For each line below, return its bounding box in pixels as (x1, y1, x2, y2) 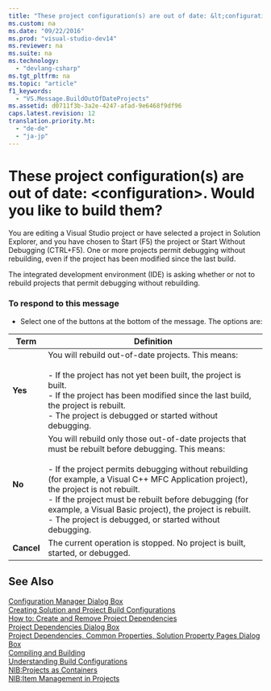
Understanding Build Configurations (8, 656, 127, 666)
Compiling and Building (8, 647, 86, 657)
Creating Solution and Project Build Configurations (8, 605, 176, 614)
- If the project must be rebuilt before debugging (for (48, 494, 248, 505)
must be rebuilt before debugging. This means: (48, 443, 226, 454)
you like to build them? (8, 201, 163, 219)
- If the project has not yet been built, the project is (48, 369, 242, 381)
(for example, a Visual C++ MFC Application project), (48, 474, 248, 485)
